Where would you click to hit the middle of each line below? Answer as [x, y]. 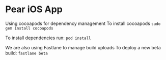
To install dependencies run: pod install [48, 38]
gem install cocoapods [29, 28]
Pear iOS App [34, 9]
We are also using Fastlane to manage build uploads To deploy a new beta [83, 47]
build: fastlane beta [27, 53]
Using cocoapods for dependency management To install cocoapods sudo [83, 23]
